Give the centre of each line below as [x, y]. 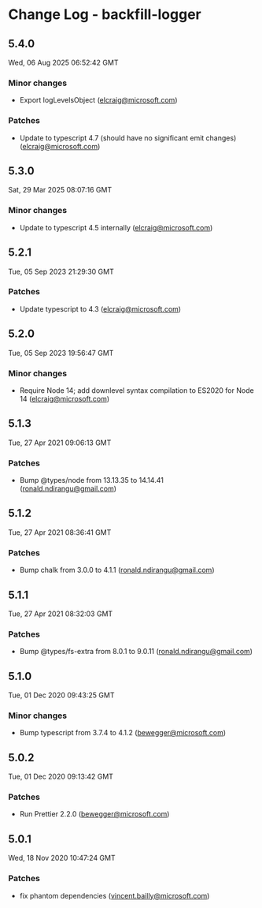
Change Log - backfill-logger [105, 15]
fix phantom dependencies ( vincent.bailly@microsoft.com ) [114, 895]
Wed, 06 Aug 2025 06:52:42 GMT [63, 62]
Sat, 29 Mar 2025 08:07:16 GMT [60, 190]
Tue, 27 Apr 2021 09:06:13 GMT [60, 443]
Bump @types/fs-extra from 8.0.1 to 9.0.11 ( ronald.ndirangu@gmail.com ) [136, 652]
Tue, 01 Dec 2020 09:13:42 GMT [61, 777]
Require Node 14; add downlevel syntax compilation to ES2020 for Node [137, 390]
